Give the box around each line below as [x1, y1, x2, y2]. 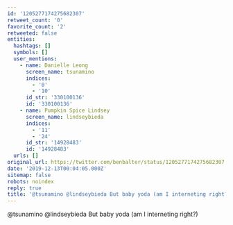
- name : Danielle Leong [19, 62, 89, 69]
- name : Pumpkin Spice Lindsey [19, 107, 110, 114]
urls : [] [13, 152, 39, 160]
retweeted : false [7, 29, 58, 37]
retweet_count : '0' [7, 17, 64, 24]
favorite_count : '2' [7, 23, 67, 30]
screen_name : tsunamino [25, 68, 95, 75]
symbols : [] [13, 49, 49, 56]
